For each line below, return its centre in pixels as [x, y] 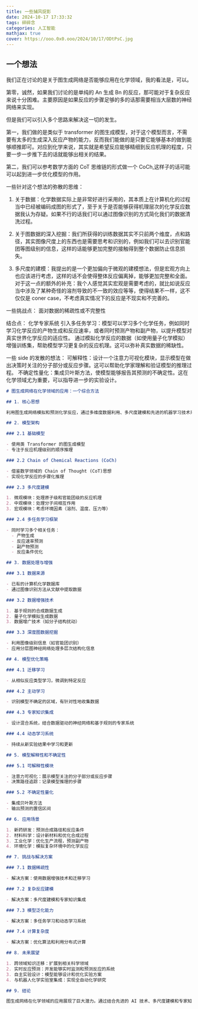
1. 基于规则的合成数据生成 [34, 611]
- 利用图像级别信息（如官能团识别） [44, 643]
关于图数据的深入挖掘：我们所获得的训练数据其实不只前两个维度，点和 [100, 234]
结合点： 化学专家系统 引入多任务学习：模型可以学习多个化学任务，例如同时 [98, 323]
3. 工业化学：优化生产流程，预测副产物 [47, 841]
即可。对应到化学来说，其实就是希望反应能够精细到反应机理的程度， [104, 147]
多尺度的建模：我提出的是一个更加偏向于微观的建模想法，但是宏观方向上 [102, 268]
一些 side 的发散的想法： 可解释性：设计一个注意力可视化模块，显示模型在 [96, 358]
